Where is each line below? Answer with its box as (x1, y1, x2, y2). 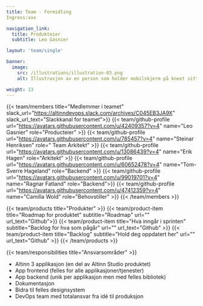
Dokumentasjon (14, 280, 54, 287)
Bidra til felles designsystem (14, 286, 86, 294)
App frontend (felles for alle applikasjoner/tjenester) (14, 267, 144, 274)
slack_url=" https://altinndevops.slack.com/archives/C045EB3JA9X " (6, 110, 175, 117)
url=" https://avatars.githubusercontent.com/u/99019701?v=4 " (6, 174, 160, 181)
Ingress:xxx (6, 15, 36, 21)
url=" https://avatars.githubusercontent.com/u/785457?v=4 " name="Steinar (6, 135, 195, 142)
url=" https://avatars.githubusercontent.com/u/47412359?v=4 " (6, 187, 161, 194)
